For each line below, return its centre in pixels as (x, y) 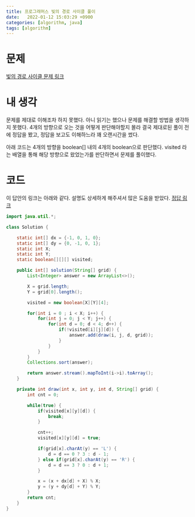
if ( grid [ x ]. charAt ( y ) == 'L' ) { (77, 449)
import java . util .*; (31, 217)
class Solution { (27, 227)
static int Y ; (34, 254)
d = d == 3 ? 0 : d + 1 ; (78, 465)
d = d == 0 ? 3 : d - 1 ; (78, 454)
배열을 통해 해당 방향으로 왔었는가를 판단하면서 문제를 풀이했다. (84, 154)
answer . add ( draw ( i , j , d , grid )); (111, 335)
